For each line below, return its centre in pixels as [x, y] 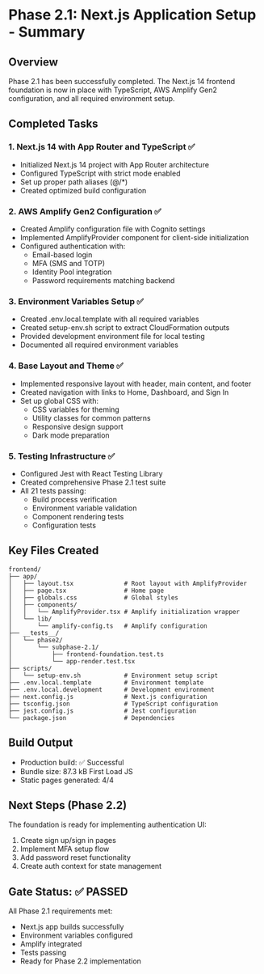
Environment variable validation [84, 508]
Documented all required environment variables [99, 345]
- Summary [47, 32]
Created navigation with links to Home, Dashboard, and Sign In [124, 392]
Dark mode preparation [71, 435]
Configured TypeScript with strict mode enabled [100, 173]
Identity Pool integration [72, 272]
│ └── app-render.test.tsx [72, 661]
